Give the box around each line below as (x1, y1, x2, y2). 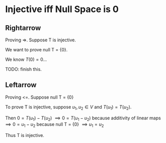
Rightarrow (5, 24, 41, 32)
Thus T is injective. (5, 132, 44, 138)
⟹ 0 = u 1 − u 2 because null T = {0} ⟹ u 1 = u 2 (5, 121, 104, 129)
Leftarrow (5, 81, 37, 89)
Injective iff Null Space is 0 (5, 4, 119, 15)
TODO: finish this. (5, 66, 42, 72)
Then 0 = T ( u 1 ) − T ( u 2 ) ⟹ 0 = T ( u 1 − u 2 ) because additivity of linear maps (5, 115, 161, 122)
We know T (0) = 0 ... (5, 56, 47, 62)
